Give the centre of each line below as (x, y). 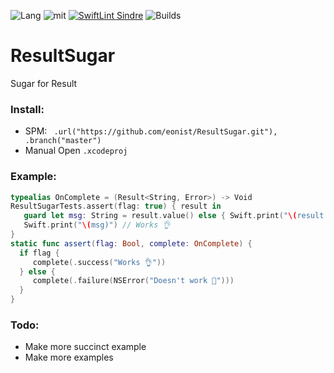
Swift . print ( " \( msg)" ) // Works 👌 (97, 225)
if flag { (39, 253)
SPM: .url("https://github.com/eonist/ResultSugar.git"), (151, 131)
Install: (27, 109)
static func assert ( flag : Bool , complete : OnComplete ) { (131, 243)
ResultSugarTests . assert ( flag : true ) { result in (116, 206)
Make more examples (69, 357)
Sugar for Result (44, 83)
